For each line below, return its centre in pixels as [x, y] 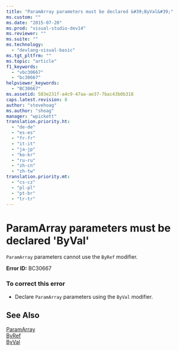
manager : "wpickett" [32, 116]
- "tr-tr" [23, 199]
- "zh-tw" [23, 171]
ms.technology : [25, 45]
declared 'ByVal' [48, 241]
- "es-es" [23, 133]
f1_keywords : [22, 67]
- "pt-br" [23, 193]
